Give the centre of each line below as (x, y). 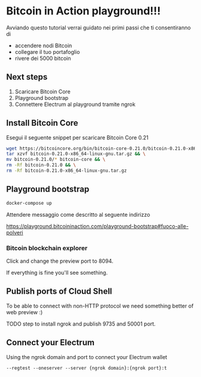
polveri (15, 232)
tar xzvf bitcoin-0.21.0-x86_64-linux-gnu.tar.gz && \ (76, 154)
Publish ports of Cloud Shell (59, 291)
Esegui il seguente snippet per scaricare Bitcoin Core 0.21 (77, 137)
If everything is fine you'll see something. (57, 272)
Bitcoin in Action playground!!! (83, 11)
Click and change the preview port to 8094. (60, 261)
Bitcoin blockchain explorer (47, 248)
